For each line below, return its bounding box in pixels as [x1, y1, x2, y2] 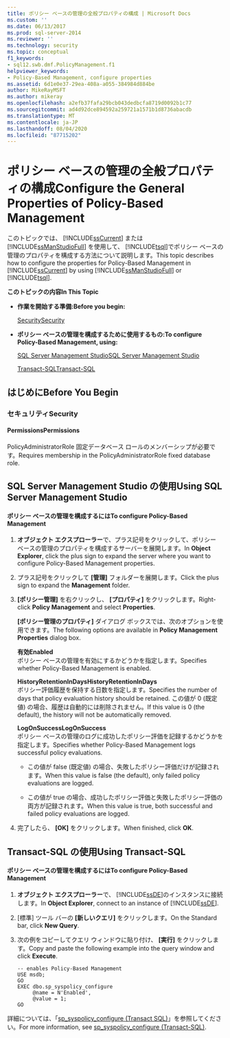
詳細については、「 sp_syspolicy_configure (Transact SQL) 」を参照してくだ [7, 1014, 216, 1022]
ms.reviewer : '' [7, 36, 54, 43]
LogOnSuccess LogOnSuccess [16, 724, 106, 732]
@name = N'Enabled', [32, 989, 91, 996]
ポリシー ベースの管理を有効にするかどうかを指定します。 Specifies [16, 657, 207, 665]
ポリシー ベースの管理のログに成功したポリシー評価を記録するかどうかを [16, 732, 224, 741]
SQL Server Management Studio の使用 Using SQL [7, 480, 222, 492]
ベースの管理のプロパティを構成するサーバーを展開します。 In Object [16, 544, 211, 553]
